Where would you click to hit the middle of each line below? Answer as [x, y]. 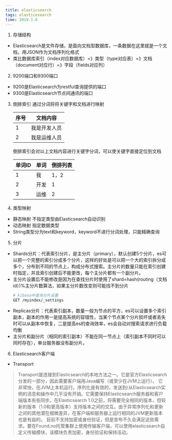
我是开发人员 [46, 128]
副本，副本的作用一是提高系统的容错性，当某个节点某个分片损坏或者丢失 [89, 317]
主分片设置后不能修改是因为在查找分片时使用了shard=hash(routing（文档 [90, 279]
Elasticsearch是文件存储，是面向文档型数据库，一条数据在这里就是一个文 [90, 46]
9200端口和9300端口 [35, 76]
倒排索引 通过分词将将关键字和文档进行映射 [58, 104]
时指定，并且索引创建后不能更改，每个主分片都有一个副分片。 [78, 273]
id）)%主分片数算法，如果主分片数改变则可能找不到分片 [71, 286]
